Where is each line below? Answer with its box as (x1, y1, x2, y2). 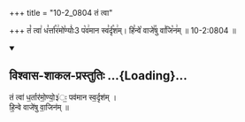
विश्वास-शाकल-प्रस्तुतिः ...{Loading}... (9, 68, 188, 83)
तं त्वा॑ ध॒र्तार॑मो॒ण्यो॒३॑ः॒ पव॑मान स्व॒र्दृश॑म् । (9, 92, 118, 103)
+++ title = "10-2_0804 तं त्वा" (9, 8, 113, 18)
